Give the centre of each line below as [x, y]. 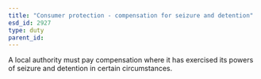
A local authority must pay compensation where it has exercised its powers [131, 60]
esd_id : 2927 [30, 23]
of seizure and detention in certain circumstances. [90, 69]
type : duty [26, 30]
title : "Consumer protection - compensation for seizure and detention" [131, 15]
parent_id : [26, 38]
